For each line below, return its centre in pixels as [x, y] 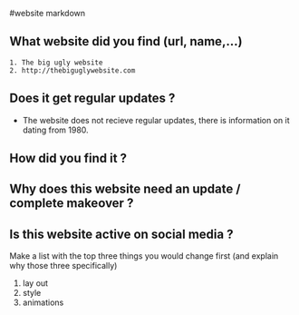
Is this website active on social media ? [121, 234]
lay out [35, 283]
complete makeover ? [72, 203]
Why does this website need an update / [125, 189]
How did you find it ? [68, 158]
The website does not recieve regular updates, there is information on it [156, 120]
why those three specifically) [63, 266]
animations [43, 302]
